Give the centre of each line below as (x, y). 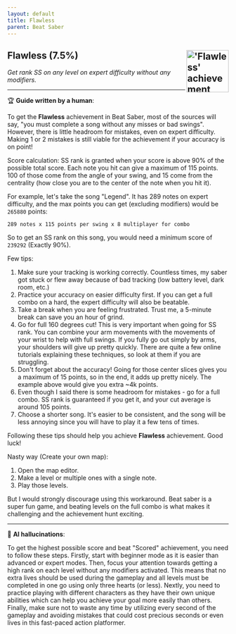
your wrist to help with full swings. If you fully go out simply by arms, (117, 340)
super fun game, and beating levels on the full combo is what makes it (109, 506)
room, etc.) (33, 287)
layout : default (31, 14)
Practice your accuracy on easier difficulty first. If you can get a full (115, 295)
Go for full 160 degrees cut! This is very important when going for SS (117, 325)
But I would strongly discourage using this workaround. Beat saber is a (110, 499)
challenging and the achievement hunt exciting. (76, 514)
